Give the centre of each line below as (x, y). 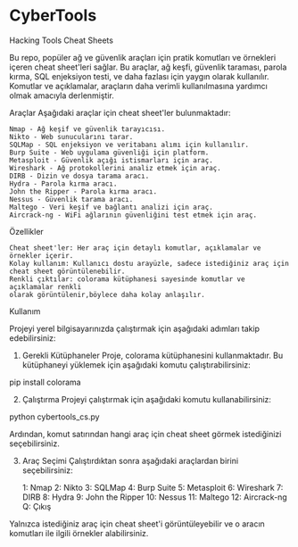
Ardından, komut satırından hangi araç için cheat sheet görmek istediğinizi (145, 434)
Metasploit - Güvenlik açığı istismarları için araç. (112, 160)
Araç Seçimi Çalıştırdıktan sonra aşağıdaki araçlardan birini (130, 460)
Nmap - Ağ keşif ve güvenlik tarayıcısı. (87, 129)
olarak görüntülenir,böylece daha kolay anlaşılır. (107, 294)
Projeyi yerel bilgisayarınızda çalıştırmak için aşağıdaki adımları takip (135, 328)
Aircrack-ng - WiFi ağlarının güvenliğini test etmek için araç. (133, 215)
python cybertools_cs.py (54, 417)
